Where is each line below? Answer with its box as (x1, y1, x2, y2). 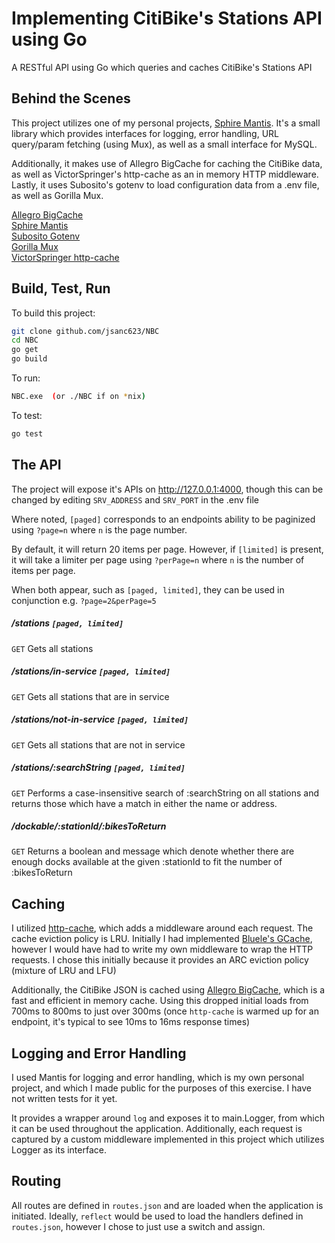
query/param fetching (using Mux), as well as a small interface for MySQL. (11, 138, 318, 150)
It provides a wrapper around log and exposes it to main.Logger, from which (11, 1112, 325, 1124)
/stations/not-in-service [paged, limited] (11, 713, 189, 726)
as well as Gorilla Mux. (11, 189, 104, 201)
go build (11, 354, 48, 364)
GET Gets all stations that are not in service (11, 738, 186, 751)
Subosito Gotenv (11, 230, 81, 242)
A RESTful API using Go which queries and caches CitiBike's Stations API (11, 61, 313, 73)
